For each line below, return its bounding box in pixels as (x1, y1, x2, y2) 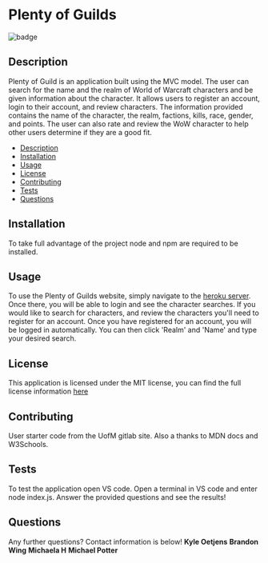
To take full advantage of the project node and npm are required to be (8, 238, 238, 248)
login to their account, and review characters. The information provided (8, 102, 244, 111)
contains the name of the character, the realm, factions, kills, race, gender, (8, 110, 254, 120)
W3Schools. (8, 440, 49, 449)
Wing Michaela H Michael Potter (8, 545, 118, 555)
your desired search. (8, 333, 77, 343)
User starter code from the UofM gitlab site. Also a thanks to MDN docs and (8, 431, 258, 441)
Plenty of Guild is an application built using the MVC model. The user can (8, 76, 250, 86)
